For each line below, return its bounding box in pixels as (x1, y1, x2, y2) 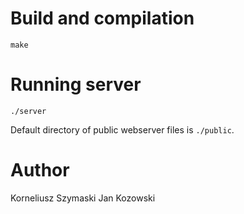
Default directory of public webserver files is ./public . (10, 123, 235, 136)
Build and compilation (10, 7, 195, 30)
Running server (10, 73, 142, 96)
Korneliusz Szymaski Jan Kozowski (10, 192, 156, 204)
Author (10, 159, 70, 182)
